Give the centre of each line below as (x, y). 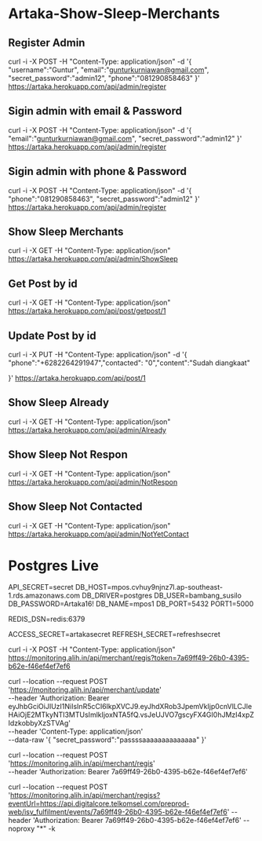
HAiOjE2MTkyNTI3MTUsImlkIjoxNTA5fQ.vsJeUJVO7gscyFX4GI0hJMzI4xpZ (131, 715)
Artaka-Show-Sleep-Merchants (114, 14)
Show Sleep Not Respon (68, 455)
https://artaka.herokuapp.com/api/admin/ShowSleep (93, 259)
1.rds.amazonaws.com (44, 596)
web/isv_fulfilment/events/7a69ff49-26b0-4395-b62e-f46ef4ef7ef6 (118, 812)
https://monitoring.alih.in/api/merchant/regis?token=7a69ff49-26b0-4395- (129, 658)
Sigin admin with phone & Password (97, 172)
